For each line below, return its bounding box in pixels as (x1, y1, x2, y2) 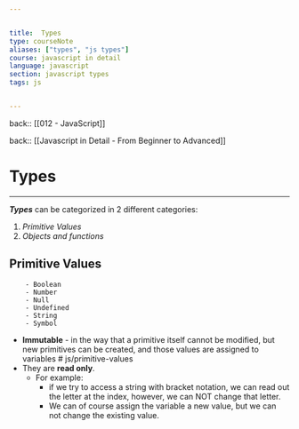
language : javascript (9, 61, 90, 71)
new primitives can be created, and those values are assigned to (21, 344, 260, 354)
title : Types (9, 28, 62, 37)
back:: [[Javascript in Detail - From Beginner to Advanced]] (9, 135, 227, 146)
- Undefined (25, 303, 69, 312)
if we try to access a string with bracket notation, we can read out (48, 381, 290, 392)
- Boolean (25, 280, 62, 289)
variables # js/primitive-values (21, 353, 133, 364)
